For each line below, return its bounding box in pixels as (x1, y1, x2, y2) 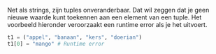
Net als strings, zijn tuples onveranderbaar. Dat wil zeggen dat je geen (7, 6, 210, 14)
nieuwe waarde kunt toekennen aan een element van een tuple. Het (7, 13, 202, 21)
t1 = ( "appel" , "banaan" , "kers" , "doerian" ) (7, 34, 142, 41)
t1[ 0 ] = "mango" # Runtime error (7, 40, 105, 47)
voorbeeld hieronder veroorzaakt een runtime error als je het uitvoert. (7, 21, 208, 28)
